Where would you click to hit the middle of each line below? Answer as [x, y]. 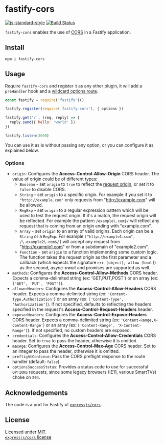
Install [15, 48]
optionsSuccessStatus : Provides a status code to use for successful [80, 367]
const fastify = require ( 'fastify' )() [45, 100]
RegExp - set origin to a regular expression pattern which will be [84, 210]
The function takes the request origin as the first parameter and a [85, 257]
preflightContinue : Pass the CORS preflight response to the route [79, 357]
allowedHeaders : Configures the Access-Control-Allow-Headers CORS [84, 289]
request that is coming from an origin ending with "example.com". [86, 226]
